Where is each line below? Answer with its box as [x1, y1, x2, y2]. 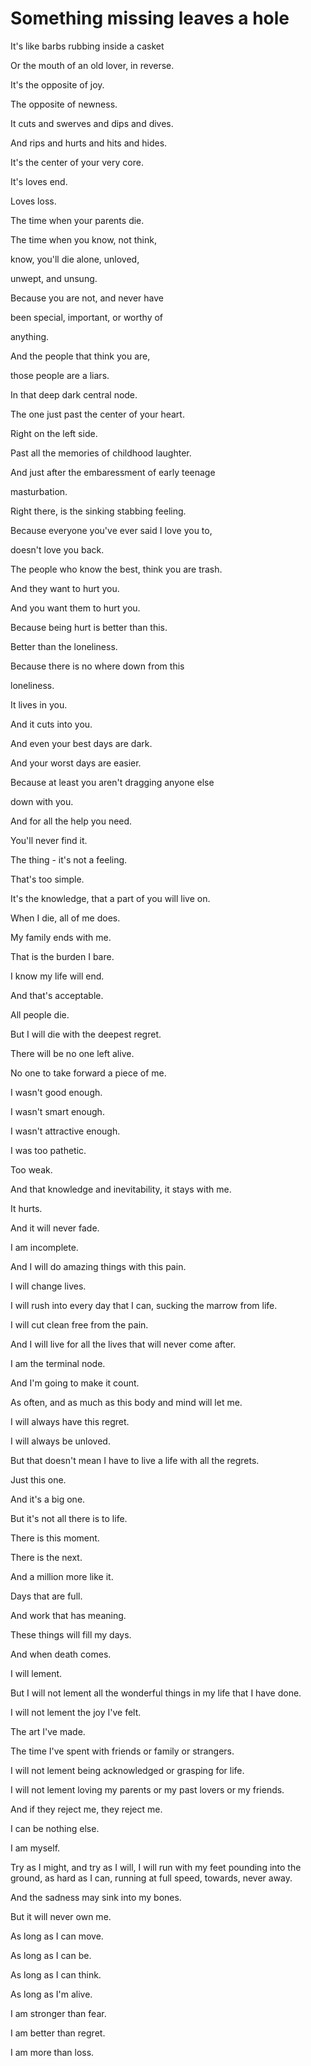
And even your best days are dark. [10, 737, 153, 749]
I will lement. [10, 1667, 63, 1679]
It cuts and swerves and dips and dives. [10, 117, 174, 129]
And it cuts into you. [10, 718, 93, 730]
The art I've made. [10, 1725, 86, 1737]
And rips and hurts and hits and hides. [10, 137, 168, 149]
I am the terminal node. [10, 1357, 106, 1369]
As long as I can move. [10, 1930, 104, 1942]
